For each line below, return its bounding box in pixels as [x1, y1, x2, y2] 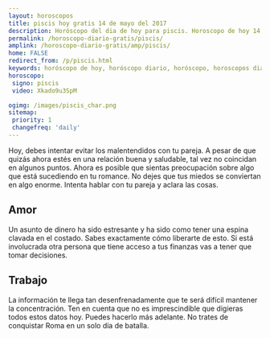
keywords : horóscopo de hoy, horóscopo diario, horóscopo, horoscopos [8, 64, 250, 72]
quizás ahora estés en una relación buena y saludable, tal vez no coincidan [8, 154, 257, 163]
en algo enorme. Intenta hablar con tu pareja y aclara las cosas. [8, 179, 219, 189]
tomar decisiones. [8, 250, 68, 260]
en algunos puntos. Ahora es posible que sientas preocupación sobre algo [8, 163, 255, 172]
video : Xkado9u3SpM [11, 86, 78, 95]
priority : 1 [11, 116, 52, 125]
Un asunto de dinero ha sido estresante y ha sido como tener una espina [8, 225, 249, 234]
